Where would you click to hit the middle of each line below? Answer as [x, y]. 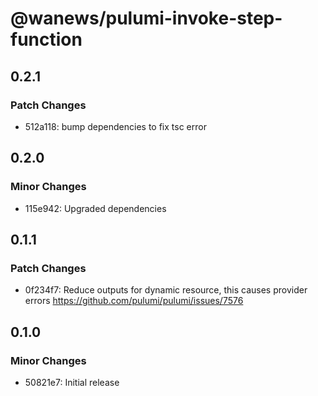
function [46, 39]
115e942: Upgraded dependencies [95, 208]
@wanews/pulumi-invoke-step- [146, 18]
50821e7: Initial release [72, 382]
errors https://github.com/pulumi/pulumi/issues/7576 [134, 301]
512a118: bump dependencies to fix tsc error [115, 126]
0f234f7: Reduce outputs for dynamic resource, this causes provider [166, 290]
